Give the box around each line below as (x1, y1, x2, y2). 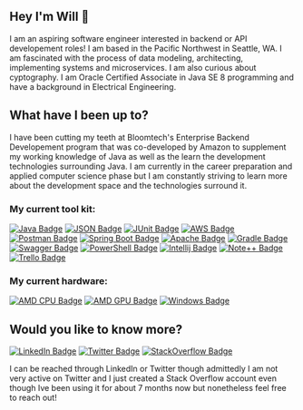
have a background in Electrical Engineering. (9, 81, 177, 92)
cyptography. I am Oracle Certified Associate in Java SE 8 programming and (9, 72, 295, 83)
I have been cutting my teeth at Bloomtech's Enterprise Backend (9, 132, 249, 142)
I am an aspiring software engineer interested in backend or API (9, 33, 248, 44)
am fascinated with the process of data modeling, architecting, (9, 52, 243, 63)
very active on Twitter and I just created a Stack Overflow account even (9, 373, 278, 384)
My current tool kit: (9, 202, 96, 215)
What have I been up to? (9, 108, 149, 123)
